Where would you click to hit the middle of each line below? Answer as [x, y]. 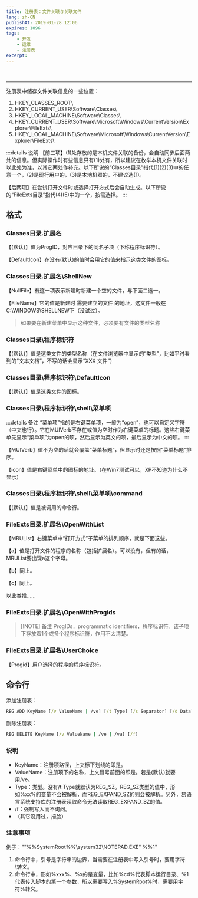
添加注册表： [22, 700]
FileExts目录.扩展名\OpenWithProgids [61, 613]
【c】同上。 [21, 583]
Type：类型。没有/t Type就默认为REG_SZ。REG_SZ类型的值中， [92, 787]
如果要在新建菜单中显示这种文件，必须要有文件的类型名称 [90, 323]
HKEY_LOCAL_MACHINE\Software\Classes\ [67, 115]
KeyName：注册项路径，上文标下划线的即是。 [70, 765]
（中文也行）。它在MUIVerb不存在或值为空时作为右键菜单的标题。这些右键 [95, 430]
